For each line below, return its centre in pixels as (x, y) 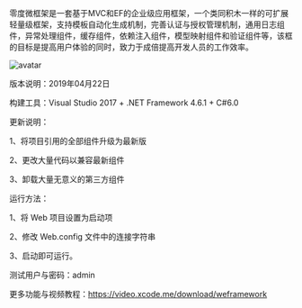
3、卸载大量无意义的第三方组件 (67, 179)
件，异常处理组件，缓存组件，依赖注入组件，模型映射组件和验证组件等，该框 (151, 36)
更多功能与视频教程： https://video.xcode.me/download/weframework (138, 294)
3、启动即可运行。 (44, 256)
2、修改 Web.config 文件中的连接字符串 (83, 236)
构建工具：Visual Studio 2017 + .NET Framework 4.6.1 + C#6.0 (124, 103)
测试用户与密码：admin (53, 275)
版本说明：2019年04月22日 (60, 83)
